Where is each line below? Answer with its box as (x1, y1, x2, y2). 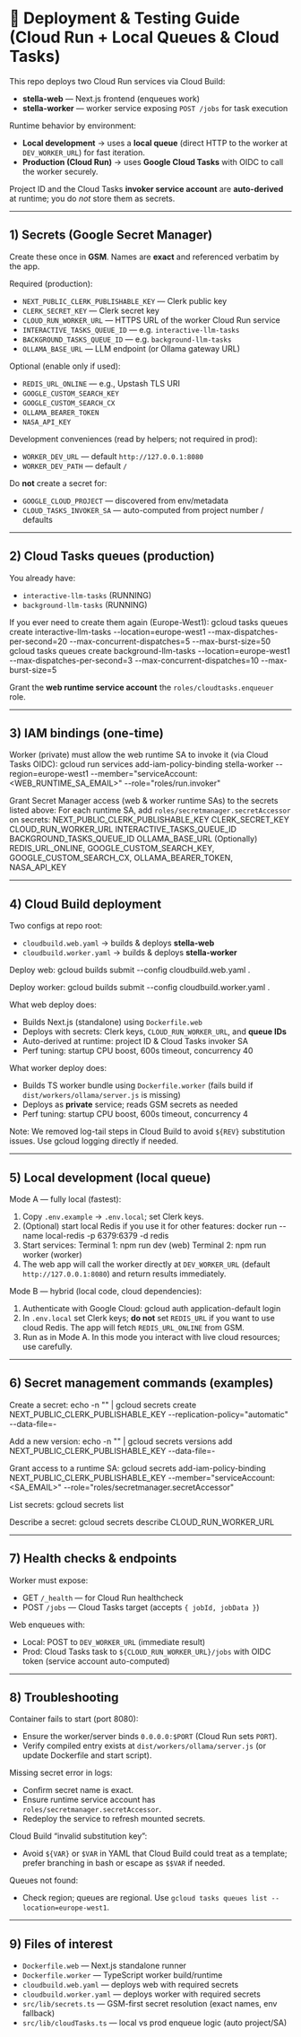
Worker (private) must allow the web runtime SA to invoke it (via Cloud (9, 749, 269, 761)
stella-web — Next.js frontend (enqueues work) (21, 93, 200, 104)
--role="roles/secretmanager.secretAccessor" (63, 1482, 235, 1493)
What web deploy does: (9, 999, 97, 1010)
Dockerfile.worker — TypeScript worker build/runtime (21, 1970, 223, 1980)
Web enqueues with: (9, 1619, 85, 1630)
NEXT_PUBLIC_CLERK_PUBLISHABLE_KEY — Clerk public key (21, 295, 228, 306)
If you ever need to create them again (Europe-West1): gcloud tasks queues (9, 616, 288, 627)
